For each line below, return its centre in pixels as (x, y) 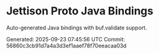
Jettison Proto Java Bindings (80, 11)
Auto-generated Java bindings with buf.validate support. (76, 28)
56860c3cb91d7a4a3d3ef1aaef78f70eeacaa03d (67, 46)
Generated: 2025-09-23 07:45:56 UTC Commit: (66, 39)
